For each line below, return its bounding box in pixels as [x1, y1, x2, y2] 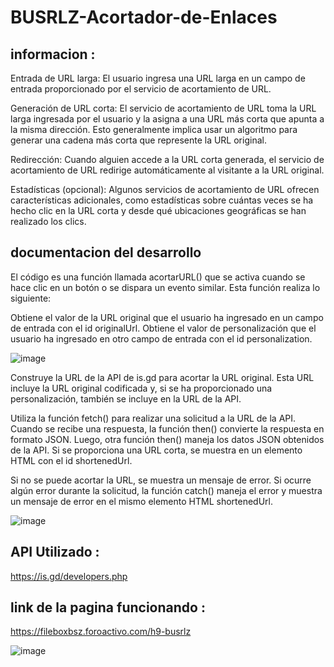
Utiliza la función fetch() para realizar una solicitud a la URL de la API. [10, 412, 297, 424]
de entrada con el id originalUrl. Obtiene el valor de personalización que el [10, 322, 317, 334]
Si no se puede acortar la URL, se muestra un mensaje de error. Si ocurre [10, 474, 312, 486]
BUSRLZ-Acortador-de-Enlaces [10, 6, 278, 29]
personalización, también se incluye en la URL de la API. [10, 392, 242, 405]
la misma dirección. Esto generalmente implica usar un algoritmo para [10, 124, 298, 135]
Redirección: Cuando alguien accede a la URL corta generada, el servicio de [10, 154, 325, 165]
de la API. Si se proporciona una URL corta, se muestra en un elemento [10, 444, 303, 456]
